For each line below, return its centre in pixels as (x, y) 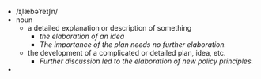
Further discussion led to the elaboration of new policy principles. (146, 61)
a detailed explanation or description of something (110, 28)
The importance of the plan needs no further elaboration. (133, 45)
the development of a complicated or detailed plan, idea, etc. (127, 53)
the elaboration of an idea (82, 36)
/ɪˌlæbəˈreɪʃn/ (36, 11)
